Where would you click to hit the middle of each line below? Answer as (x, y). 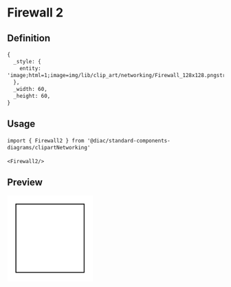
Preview (25, 183)
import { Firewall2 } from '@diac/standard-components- (89, 140)
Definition (29, 38)
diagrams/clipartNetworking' (49, 147)
